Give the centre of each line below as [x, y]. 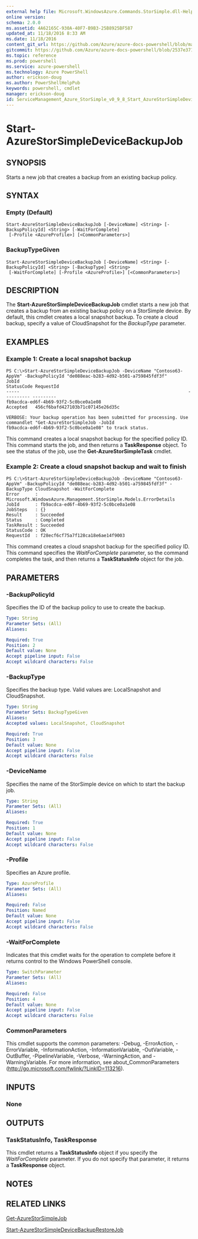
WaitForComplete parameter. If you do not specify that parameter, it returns [98, 1159]
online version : [26, 17]
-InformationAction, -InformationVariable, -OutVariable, [108, 1050]
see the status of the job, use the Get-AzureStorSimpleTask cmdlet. [89, 452]
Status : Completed [35, 520]
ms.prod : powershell [32, 61]
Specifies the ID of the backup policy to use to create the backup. [86, 607]
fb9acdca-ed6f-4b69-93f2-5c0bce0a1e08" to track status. [77, 428]
